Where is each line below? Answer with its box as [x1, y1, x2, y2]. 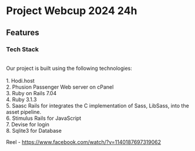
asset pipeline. [6, 108, 42, 115]
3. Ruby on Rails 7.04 [6, 89, 57, 96]
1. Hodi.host [6, 77, 35, 84]
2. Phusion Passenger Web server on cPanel [6, 83, 114, 90]
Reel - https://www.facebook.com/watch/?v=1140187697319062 [6, 138, 162, 145]
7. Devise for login [6, 120, 50, 127]
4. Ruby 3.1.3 [6, 96, 37, 103]
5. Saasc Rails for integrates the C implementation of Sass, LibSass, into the [6, 102, 189, 109]
